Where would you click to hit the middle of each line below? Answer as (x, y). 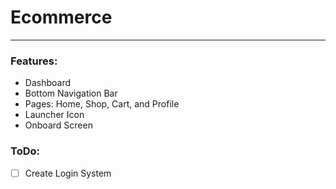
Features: (34, 61)
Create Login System (68, 173)
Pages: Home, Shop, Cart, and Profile (102, 104)
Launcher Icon (54, 115)
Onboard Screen (58, 125)
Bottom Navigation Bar (71, 93)
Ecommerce (61, 17)
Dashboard (48, 83)
